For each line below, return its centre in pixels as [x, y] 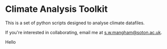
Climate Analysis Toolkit [57, 9]
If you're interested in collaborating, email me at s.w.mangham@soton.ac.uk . [84, 32]
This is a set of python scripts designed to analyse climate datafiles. [75, 23]
